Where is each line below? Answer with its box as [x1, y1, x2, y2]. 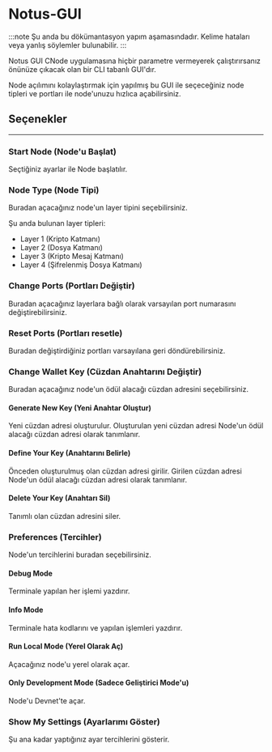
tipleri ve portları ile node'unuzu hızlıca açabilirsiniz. [8, 88, 181, 98]
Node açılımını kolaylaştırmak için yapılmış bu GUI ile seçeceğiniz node [8, 80, 244, 90]
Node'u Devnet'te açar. [8, 695, 86, 705]
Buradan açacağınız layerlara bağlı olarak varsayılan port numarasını [8, 299, 236, 308]
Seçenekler [8, 113, 67, 126]
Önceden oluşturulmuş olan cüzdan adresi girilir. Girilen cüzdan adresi [8, 466, 243, 476]
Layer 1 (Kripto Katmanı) [19, 234, 101, 244]
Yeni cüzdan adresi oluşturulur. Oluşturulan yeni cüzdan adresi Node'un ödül [8, 421, 264, 431]
